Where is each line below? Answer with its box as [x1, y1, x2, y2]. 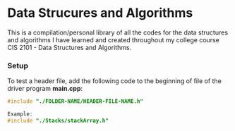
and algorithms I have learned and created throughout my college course [7, 35, 220, 44]
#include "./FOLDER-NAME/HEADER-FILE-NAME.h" [7, 98, 143, 105]
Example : [7, 111, 33, 118]
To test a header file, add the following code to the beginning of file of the [7, 77, 222, 85]
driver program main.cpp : [7, 85, 83, 93]
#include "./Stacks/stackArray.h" [7, 117, 109, 124]
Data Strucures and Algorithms [7, 5, 193, 21]
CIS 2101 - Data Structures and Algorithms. [7, 43, 132, 51]
